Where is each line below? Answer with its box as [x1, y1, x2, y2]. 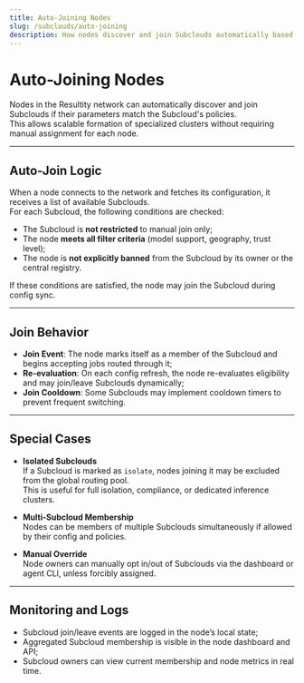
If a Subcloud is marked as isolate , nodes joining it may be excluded [22, 464, 280, 476]
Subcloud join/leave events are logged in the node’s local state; [22, 627, 259, 638]
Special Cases [9, 432, 92, 447]
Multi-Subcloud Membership [22, 512, 134, 522]
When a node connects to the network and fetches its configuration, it [9, 187, 271, 198]
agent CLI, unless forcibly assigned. [22, 568, 157, 579]
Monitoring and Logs [9, 602, 129, 618]
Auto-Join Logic [9, 162, 102, 178]
